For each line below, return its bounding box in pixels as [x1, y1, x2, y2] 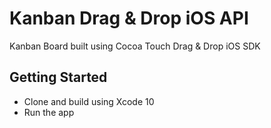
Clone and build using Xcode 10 [23, 95, 155, 107]
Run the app [23, 106, 75, 118]
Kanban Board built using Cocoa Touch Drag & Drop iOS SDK [9, 40, 261, 52]
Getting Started [9, 69, 108, 86]
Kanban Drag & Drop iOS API [9, 7, 249, 30]
